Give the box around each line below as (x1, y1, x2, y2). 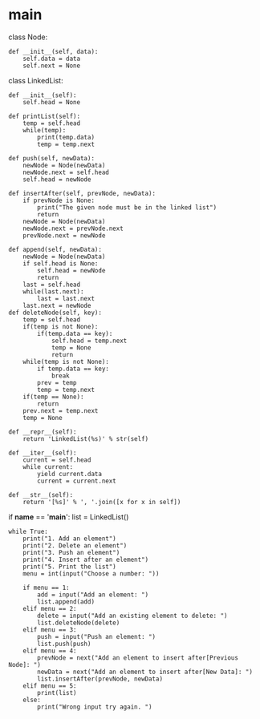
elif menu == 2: (22, 604, 78, 612)
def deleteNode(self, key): (8, 309, 103, 317)
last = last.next (37, 294, 95, 302)
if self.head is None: (22, 259, 99, 268)
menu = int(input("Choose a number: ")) (22, 569, 160, 578)
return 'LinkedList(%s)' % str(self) (22, 434, 149, 442)
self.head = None (22, 98, 81, 106)
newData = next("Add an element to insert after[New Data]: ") (37, 668, 253, 676)
